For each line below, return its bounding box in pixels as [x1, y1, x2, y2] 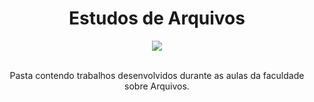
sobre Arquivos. [124, 80, 190, 92]
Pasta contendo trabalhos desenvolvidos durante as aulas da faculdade [9, 69, 305, 81]
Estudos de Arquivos [68, 7, 246, 30]
